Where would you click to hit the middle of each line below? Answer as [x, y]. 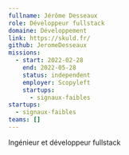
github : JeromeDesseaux [48, 46]
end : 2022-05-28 [50, 68]
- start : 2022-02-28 [49, 61]
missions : [25, 53]
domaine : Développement [48, 30]
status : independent [57, 75]
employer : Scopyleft [57, 82]
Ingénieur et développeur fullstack [64, 142]
